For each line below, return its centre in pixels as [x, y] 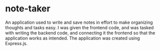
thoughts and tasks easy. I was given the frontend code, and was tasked [80, 27]
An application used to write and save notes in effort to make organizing [79, 22]
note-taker [28, 9]
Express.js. [16, 43]
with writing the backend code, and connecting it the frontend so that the [80, 33]
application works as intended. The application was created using [73, 38]
